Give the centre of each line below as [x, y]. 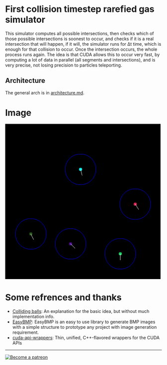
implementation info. [33, 316]
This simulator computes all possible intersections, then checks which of [80, 33]
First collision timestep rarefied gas [80, 9]
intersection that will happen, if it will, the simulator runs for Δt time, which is [83, 44]
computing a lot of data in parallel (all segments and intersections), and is [80, 60]
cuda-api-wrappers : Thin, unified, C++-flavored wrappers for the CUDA [86, 337]
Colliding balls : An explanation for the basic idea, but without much [81, 311]
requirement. [25, 332]
